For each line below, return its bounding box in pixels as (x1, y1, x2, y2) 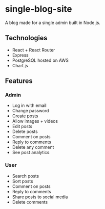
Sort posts (12, 178, 33, 184)
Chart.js (12, 62, 28, 68)
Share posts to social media (12, 194, 68, 200)
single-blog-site (5, 3, 72, 15)
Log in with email (12, 103, 46, 108)
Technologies (5, 34, 48, 42)
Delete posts (12, 129, 38, 134)
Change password (12, 108, 49, 114)
